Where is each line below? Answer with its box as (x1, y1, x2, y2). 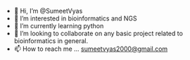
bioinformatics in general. (13, 37, 89, 45)
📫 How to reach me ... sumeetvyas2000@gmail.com (13, 44, 168, 53)
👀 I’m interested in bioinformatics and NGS (13, 14, 137, 23)
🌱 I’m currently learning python (13, 22, 104, 30)
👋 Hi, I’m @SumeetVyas (13, 7, 83, 15)
